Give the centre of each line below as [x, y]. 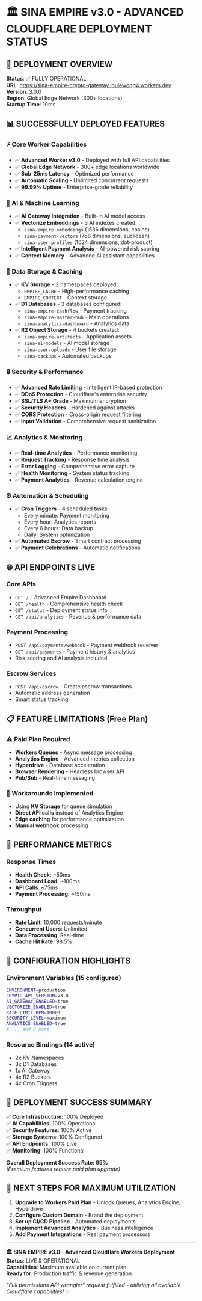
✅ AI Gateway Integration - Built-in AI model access [80, 216]
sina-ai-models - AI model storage [67, 343]
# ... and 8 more [28, 1029]
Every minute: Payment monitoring [67, 516]
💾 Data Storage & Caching [44, 271]
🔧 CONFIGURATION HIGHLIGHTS [69, 960]
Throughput [24, 910]
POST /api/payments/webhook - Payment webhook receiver [87, 645]
